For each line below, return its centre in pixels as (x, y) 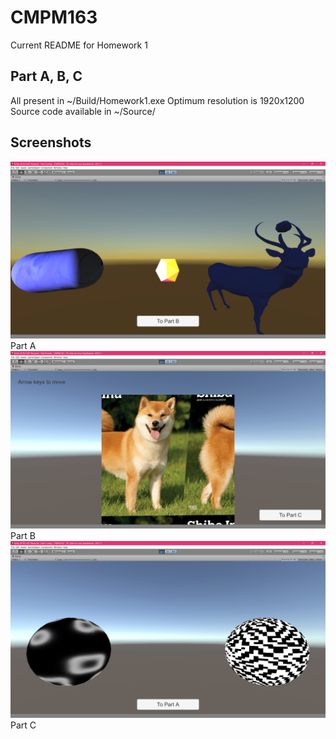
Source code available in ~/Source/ (83, 111)
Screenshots (51, 142)
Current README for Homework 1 (79, 45)
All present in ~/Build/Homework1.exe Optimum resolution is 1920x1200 (157, 100)
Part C (23, 725)
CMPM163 (54, 17)
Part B (23, 535)
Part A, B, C (46, 76)
